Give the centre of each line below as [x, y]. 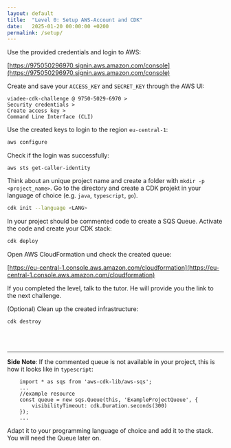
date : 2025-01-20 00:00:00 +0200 [58, 26]
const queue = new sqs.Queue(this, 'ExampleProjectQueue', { [109, 400]
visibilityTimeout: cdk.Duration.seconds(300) [100, 406]
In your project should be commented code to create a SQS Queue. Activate [115, 221]
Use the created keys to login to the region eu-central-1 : [88, 130]
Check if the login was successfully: [58, 156]
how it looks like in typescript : [51, 369]
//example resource [47, 394]
